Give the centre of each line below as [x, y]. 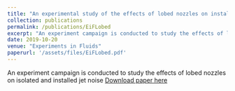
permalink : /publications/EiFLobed [59, 27]
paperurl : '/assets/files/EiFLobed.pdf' [67, 53]
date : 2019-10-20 [33, 40]
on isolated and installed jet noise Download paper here [87, 80]
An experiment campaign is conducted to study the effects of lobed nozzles [116, 72]
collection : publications [45, 20]
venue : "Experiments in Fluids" [54, 46]
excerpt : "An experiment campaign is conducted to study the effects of [115, 33]
